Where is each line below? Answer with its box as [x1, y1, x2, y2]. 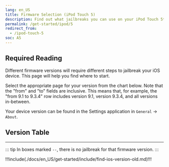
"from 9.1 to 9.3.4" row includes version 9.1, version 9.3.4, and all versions [5, 93, 158, 99]
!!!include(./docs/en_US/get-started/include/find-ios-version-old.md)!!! [5, 156, 152, 162]
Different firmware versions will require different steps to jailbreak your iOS [5, 67, 160, 73]
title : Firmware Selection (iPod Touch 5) [5, 12, 96, 17]
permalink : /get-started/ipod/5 [5, 21, 73, 27]
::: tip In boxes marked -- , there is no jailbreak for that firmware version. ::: [5, 146, 159, 152]
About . [5, 114, 18, 120]
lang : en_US [5, 7, 30, 13]
